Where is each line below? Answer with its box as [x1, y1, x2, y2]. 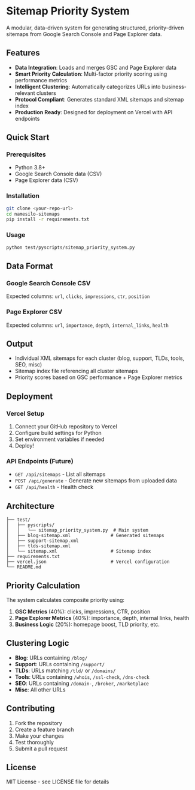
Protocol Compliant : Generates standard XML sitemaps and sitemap [14, 96, 184, 103]
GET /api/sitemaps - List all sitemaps [14, 470, 106, 478]
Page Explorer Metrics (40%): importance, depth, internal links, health [14, 614, 190, 621]
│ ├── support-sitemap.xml [6, 538, 79, 544]
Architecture [6, 500, 55, 511]
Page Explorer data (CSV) [14, 177, 79, 184]
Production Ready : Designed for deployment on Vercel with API [14, 108, 173, 115]
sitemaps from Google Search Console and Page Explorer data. [6, 30, 163, 37]
